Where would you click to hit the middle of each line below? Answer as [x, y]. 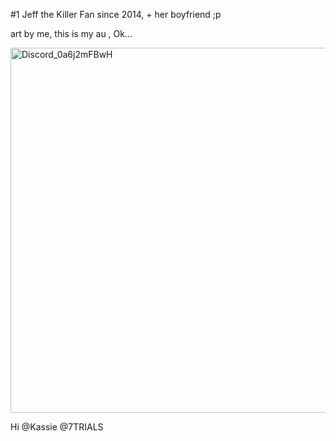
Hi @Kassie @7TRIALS [57, 427]
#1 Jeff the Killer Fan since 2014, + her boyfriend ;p [116, 14]
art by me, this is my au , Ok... [71, 33]
